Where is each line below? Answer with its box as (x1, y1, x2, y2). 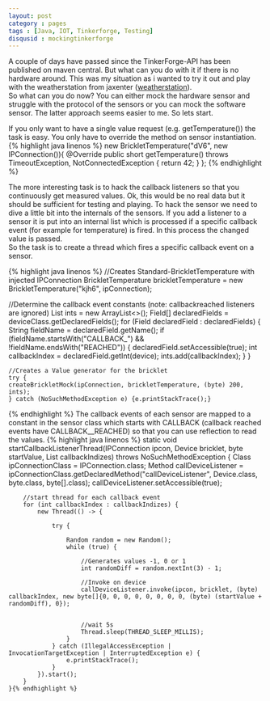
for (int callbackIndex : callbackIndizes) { (23, 500, 179, 509)
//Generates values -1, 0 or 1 (80, 557, 186, 566)
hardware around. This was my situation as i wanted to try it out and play (8, 74, 251, 83)
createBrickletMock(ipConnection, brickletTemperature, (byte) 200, (8, 381, 244, 389)
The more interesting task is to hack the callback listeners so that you (8, 183, 240, 192)
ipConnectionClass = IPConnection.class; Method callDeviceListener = (8, 461, 244, 471)
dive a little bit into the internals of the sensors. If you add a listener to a (8, 208, 247, 218)
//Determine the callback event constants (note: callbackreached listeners (8, 300, 255, 310)
